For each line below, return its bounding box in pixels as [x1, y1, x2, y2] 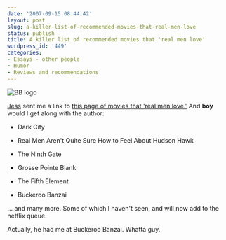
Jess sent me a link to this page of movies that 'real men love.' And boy [7, 101, 214, 110]
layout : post [7, 17, 46, 24]
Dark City [17, 122, 46, 131]
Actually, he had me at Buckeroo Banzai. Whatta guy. [7, 225, 161, 233]
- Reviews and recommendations [7, 69, 99, 76]
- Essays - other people [7, 56, 80, 63]
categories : [7, 50, 42, 57]
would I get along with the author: [7, 109, 105, 118]
